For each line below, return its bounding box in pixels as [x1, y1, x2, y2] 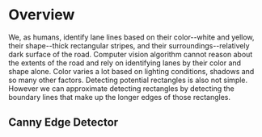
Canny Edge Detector [8, 115, 119, 130]
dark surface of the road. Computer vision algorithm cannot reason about [8, 49, 253, 59]
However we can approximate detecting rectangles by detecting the [8, 83, 235, 93]
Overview [8, 6, 75, 24]
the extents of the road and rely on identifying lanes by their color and [8, 58, 241, 68]
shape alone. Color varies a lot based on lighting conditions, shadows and [8, 66, 255, 76]
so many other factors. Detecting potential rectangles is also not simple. [8, 75, 248, 85]
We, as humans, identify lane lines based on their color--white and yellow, [8, 32, 255, 42]
